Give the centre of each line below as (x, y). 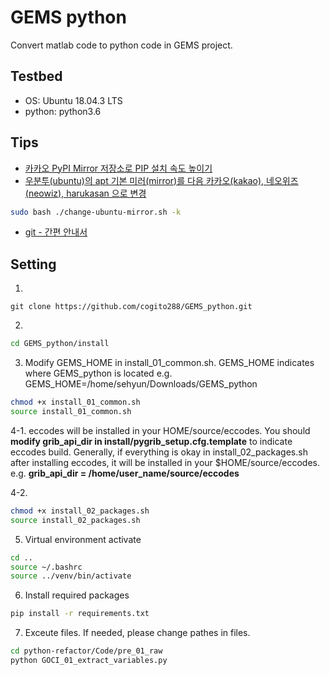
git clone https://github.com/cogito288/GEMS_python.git (131, 307)
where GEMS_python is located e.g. (98, 373)
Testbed (36, 76)
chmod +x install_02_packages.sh (80, 511)
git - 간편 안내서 (56, 232)
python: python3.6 (63, 111)
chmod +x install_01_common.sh (75, 402)
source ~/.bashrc (46, 567)
